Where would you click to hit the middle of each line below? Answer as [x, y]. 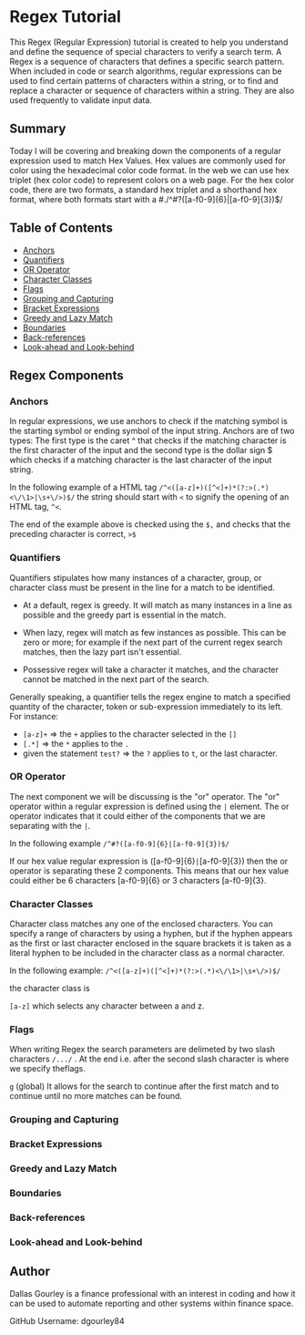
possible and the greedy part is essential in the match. [124, 615]
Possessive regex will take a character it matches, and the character [151, 669]
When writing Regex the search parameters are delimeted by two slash [142, 1050]
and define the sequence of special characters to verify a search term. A [146, 51]
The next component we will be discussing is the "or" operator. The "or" [145, 796]
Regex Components [67, 375]
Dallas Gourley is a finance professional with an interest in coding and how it [152, 1293]
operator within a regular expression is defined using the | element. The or [149, 806]
